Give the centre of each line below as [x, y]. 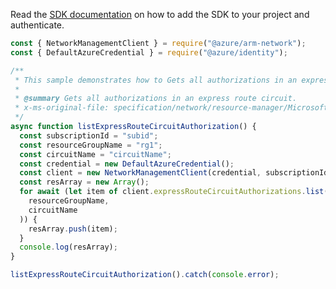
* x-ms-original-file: [62, 108]
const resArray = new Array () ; [84, 182]
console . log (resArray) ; [68, 247]
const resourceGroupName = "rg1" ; [91, 145]
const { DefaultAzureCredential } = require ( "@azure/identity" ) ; [149, 52]
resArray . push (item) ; [73, 229]
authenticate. [37, 25]
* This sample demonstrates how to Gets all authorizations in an [156, 80]
